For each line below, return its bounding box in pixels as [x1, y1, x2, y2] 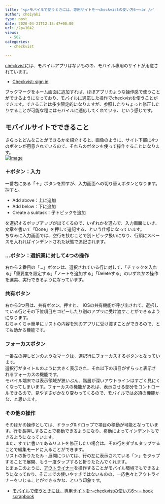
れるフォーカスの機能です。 [5, 371, 61, 377]
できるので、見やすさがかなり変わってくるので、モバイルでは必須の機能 [9, 390, 156, 396]
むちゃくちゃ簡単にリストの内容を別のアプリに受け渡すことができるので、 [5, 321, 156, 327]
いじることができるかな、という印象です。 [18, 477, 104, 483]
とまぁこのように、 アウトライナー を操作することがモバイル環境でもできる [5, 465, 156, 471]
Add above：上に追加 [12, 197, 56, 203]
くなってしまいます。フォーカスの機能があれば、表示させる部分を [5, 383, 138, 389]
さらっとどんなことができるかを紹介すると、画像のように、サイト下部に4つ [5, 137, 159, 143]
